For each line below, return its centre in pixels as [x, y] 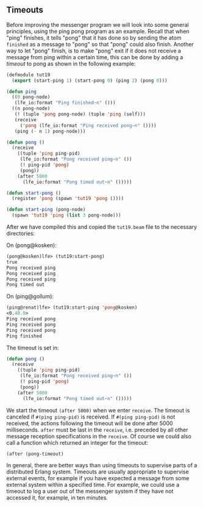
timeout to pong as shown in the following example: [71, 63]
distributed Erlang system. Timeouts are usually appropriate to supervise [98, 472]
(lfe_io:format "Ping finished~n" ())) [65, 103]
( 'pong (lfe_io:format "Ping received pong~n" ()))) [88, 125]
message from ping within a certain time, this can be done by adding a [95, 57]
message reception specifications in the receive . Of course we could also [99, 436]
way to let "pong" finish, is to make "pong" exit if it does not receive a [94, 51]
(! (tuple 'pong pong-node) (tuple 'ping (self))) [80, 114]
